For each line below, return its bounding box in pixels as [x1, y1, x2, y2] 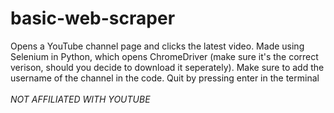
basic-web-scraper [10, 7, 176, 30]
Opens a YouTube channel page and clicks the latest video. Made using [10, 40, 305, 52]
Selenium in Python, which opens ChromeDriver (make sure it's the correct [10, 50, 319, 62]
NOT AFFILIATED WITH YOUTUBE [10, 93, 151, 105]
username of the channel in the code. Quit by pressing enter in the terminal [10, 72, 320, 84]
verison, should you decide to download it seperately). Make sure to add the [10, 61, 325, 73]
